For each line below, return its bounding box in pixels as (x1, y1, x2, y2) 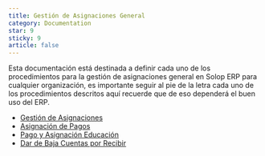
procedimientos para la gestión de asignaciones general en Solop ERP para (8, 72, 258, 82)
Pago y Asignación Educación (19, 130, 119, 140)
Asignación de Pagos (19, 122, 91, 131)
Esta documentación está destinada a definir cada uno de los (8, 63, 211, 73)
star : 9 (8, 26, 35, 34)
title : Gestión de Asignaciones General (8, 11, 146, 20)
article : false (8, 42, 59, 50)
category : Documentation (8, 19, 92, 27)
